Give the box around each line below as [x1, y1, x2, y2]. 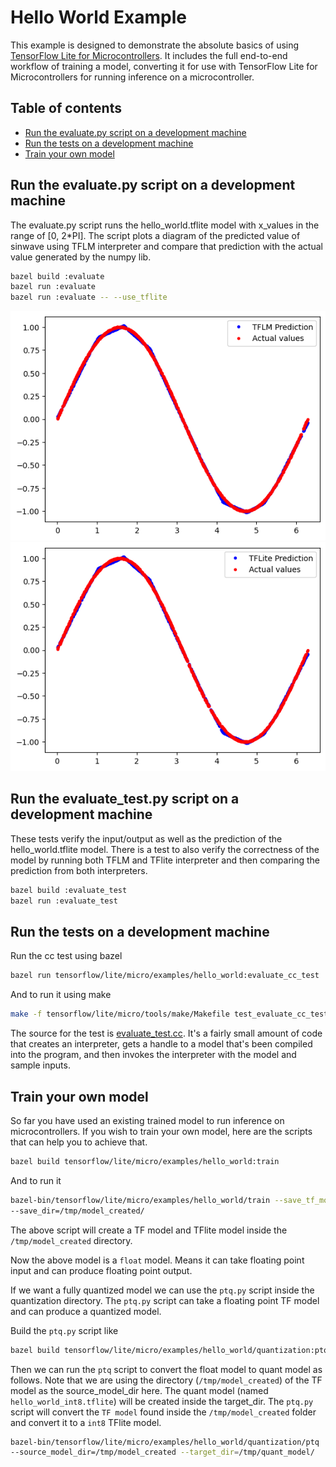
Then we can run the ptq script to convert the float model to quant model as [10, 1363, 323, 1375]
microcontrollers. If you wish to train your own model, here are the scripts [10, 1126, 313, 1138]
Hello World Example [10, 6, 188, 29]
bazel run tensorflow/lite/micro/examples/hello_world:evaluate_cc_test [10, 971, 320, 981]
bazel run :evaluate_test [10, 896, 118, 906]
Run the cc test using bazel [10, 950, 123, 962]
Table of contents [10, 100, 122, 117]
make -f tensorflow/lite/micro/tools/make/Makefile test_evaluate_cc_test [10, 1009, 329, 1020]
